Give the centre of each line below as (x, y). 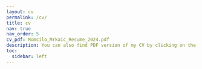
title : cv (19, 23)
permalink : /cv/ (27, 17)
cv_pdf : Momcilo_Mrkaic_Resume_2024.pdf (58, 40)
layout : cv (20, 12)
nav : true (19, 28)
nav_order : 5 (23, 34)
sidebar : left (29, 56)
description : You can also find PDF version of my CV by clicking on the (101, 46)
